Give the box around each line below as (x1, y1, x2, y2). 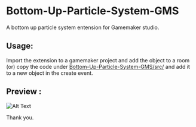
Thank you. (6, 114, 34, 121)
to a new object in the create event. (6, 69, 94, 77)
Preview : (6, 87, 42, 97)
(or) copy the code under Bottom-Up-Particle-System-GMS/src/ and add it (6, 63, 190, 70)
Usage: (6, 41, 34, 51)
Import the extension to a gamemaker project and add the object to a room (6, 56, 190, 63)
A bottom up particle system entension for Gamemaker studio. (6, 24, 160, 31)
